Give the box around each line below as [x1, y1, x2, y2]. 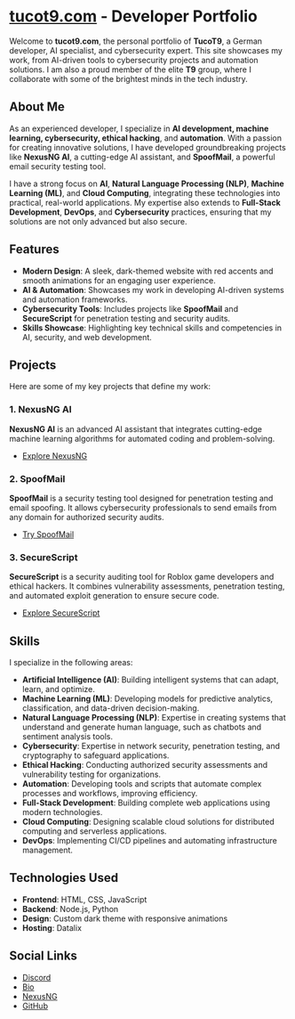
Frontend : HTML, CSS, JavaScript [21, 893, 147, 905]
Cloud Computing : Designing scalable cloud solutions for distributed [21, 817, 275, 827]
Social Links [9, 949, 78, 964]
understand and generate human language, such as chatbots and [21, 721, 262, 732]
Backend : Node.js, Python [21, 903, 119, 914]
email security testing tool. [9, 160, 107, 171]
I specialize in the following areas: [9, 657, 133, 668]
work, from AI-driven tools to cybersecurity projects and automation [9, 54, 259, 65]
